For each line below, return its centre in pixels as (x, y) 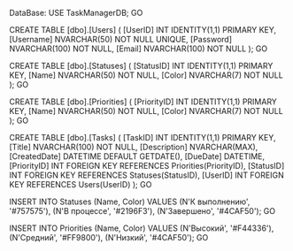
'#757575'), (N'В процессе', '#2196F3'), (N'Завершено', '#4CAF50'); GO (143, 211)
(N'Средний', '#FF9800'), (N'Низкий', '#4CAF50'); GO (109, 237)
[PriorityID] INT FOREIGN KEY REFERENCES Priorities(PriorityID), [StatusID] (147, 166)
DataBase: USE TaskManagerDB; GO (76, 13)
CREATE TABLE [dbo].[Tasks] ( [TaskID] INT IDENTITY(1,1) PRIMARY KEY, (143, 137)
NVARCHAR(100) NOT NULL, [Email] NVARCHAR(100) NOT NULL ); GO (139, 49)
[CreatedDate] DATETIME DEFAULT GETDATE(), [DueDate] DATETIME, (137, 156)
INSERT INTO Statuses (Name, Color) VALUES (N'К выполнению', (130, 202)
